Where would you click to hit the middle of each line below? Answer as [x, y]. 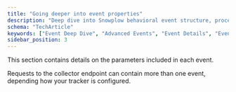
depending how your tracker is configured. [69, 81]
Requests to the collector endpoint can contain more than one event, [106, 74]
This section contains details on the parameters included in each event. [111, 60]
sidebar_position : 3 [38, 40]
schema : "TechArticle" [40, 27]
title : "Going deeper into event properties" [75, 14]
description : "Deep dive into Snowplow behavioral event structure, [110, 20]
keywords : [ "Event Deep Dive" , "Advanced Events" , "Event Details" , [110, 33]
